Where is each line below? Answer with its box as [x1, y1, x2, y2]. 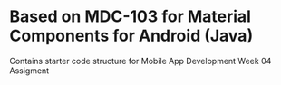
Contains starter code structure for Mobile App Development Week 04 [9, 55, 272, 66]
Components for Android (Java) [9, 25, 254, 46]
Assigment [9, 65, 50, 76]
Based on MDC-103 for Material [9, 6, 252, 27]
